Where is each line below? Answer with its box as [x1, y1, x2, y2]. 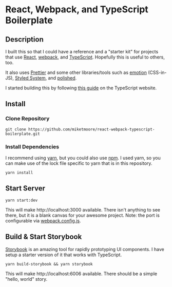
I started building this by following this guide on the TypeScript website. [5, 85, 157, 91]
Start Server [5, 184, 45, 193]
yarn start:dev [5, 198, 38, 203]
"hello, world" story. [5, 276, 48, 282]
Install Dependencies [5, 143, 60, 150]
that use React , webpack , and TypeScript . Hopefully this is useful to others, [5, 54, 165, 60]
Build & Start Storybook [5, 233, 82, 241]
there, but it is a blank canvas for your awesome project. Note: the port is [5, 212, 160, 218]
